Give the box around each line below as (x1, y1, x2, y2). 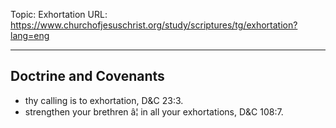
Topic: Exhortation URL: (10, 9, 108, 20)
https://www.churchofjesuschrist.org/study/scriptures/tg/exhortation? (10, 19, 298, 31)
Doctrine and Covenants (10, 68, 165, 85)
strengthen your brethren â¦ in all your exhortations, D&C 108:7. (24, 105, 284, 118)
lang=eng (10, 30, 50, 41)
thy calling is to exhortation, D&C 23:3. (24, 94, 184, 106)
